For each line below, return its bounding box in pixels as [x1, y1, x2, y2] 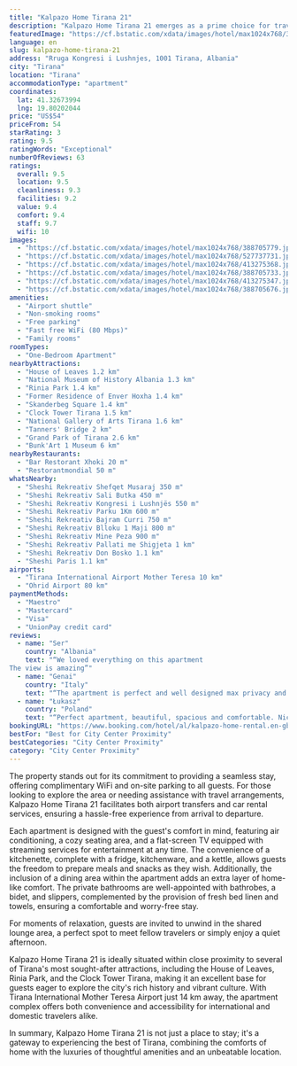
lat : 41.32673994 [17, 95, 81, 105]
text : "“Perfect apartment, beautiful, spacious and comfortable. [25, 713, 275, 722]
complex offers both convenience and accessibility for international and [9, 1000, 270, 1011]
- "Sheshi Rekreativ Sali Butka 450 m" [17, 491, 164, 500]
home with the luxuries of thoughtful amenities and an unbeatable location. [9, 1047, 282, 1057]
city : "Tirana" [9, 63, 65, 72]
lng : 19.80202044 [17, 104, 81, 113]
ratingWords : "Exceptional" [9, 144, 113, 153]
